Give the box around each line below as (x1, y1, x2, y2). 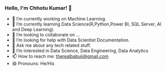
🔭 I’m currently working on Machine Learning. (12, 16, 106, 22)
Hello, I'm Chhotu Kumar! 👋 (5, 4, 72, 11)
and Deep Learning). (12, 26, 55, 32)
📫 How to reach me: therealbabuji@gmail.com (12, 53, 109, 59)
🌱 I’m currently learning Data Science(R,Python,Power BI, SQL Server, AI (12, 21, 161, 27)
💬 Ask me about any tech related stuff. (12, 42, 91, 48)
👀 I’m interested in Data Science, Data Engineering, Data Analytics (12, 47, 148, 54)
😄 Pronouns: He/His (12, 60, 55, 66)
